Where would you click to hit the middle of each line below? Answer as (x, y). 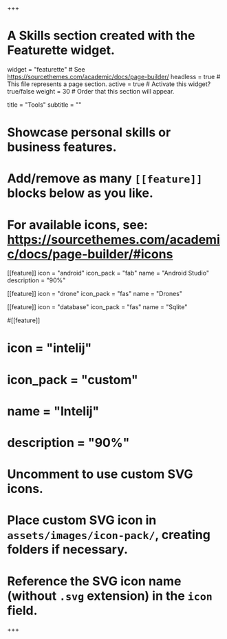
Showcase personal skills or (89, 133)
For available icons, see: (78, 225)
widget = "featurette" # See (46, 69)
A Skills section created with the (101, 36)
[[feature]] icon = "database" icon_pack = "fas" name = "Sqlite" (97, 307)
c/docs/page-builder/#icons (90, 254)
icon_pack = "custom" (73, 380)
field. (22, 610)
